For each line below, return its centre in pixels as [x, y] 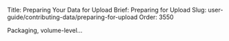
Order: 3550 [156, 17]
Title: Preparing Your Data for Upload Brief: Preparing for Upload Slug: [107, 10]
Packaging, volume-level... [45, 30]
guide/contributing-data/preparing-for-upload [72, 17]
